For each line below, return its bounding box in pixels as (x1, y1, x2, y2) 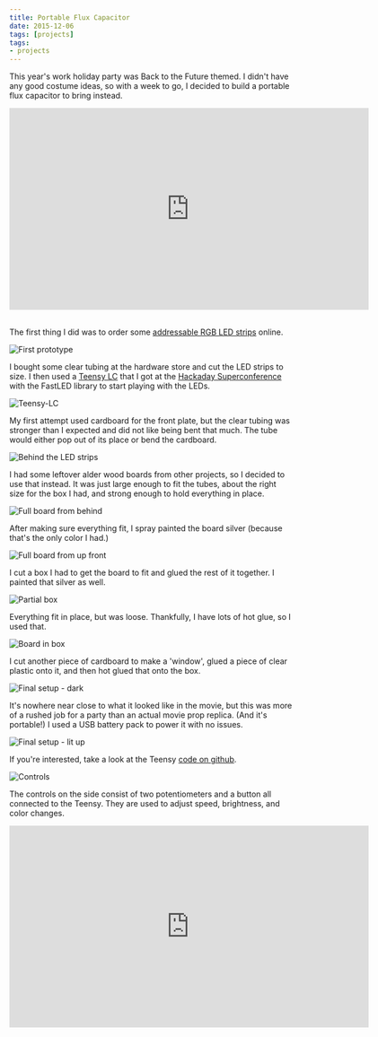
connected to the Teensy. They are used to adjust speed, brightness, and (9, 798, 280, 809)
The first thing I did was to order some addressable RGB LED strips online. (9, 327, 284, 337)
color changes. (9, 808, 65, 819)
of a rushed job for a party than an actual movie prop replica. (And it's (9, 710, 268, 720)
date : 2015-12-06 (9, 22, 75, 30)
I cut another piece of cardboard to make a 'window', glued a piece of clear (9, 656, 288, 667)
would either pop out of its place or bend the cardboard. (9, 434, 217, 445)
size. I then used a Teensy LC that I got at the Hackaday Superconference (9, 371, 282, 382)
